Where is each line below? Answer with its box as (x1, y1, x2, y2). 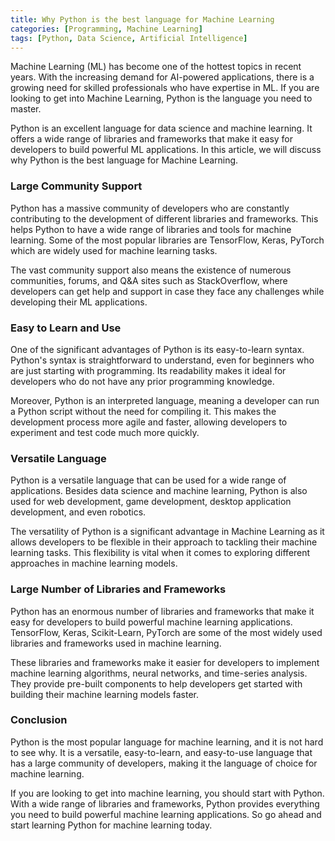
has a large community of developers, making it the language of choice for (10, 757, 318, 769)
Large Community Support (10, 179, 143, 193)
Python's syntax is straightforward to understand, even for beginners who (10, 354, 315, 366)
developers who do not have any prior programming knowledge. (10, 375, 275, 387)
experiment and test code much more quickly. (10, 426, 200, 438)
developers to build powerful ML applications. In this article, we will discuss (10, 144, 322, 156)
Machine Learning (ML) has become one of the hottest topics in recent (10, 61, 302, 73)
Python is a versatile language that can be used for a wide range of (10, 474, 287, 486)
